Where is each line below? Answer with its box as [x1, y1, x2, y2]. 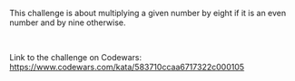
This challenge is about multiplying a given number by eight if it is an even [9, 8, 287, 18]
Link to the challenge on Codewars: [9, 52, 143, 62]
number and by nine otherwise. [9, 17, 126, 28]
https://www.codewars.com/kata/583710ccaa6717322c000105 [9, 62, 245, 72]
